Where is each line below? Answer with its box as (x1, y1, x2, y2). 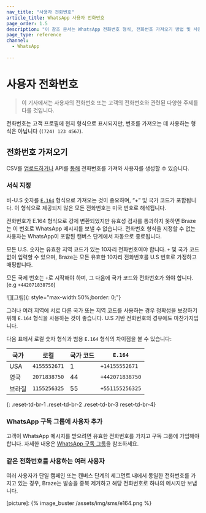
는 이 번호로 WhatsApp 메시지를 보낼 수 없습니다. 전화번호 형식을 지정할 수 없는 (6, 225, 196, 232)
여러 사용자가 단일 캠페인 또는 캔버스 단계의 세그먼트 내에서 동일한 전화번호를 (6, 472, 190, 479)
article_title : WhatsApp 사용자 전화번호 (6, 15, 105, 21)
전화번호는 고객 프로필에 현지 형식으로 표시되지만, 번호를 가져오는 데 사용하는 (6, 119, 190, 127)
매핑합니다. (6, 260, 33, 268)
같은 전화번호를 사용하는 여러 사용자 (6, 457, 105, 466)
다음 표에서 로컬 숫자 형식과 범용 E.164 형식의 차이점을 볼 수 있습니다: (6, 335, 172, 342)
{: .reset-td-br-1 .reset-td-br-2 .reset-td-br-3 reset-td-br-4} (6, 401, 156, 408)
